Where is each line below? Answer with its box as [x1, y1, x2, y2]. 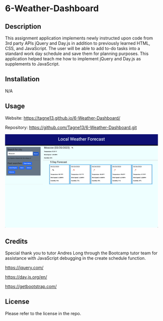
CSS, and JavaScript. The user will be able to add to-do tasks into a [5, 46, 140, 51]
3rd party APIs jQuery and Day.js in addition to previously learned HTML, [5, 40, 150, 46]
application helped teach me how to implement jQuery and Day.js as [5, 56, 141, 61]
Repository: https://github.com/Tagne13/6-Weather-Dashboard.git [5, 125, 137, 130]
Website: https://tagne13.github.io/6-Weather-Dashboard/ [5, 115, 120, 121]
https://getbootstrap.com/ [5, 284, 57, 289]
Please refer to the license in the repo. [5, 310, 81, 316]
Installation [5, 75, 40, 83]
